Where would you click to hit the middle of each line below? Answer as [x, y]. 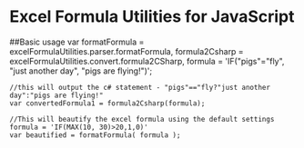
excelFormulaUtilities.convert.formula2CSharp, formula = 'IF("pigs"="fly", [147, 61]
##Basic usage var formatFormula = [77, 42]
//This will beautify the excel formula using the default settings [142, 119]
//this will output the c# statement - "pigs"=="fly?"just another [140, 87]
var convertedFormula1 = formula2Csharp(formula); [107, 103]
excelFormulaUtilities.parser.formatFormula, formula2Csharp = [127, 51]
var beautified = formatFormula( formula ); [95, 135]
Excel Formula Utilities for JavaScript [152, 17]
